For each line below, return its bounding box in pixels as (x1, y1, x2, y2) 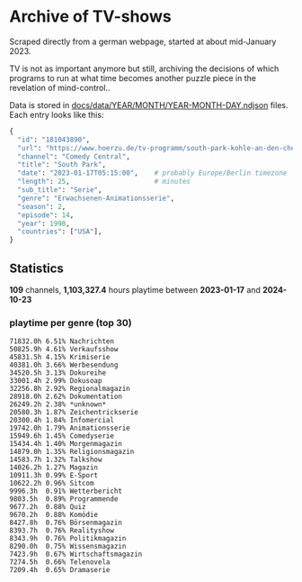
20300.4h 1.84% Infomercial (9, 416, 115, 425)
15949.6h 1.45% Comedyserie (9, 432, 115, 441)
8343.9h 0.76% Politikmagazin (9, 534, 127, 543)
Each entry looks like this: (9, 109, 104, 120)
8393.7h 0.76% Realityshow (9, 526, 115, 535)
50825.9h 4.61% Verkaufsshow (9, 345, 119, 354)
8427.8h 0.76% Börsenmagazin (9, 518, 123, 528)
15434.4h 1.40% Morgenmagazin (9, 440, 123, 449)
